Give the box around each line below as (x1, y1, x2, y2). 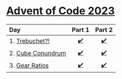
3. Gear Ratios (9, 61, 49, 69)
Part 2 (95, 26, 113, 34)
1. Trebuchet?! (9, 37, 50, 45)
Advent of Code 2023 (6, 4, 115, 18)
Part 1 (71, 26, 90, 34)
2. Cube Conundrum (9, 49, 67, 58)
